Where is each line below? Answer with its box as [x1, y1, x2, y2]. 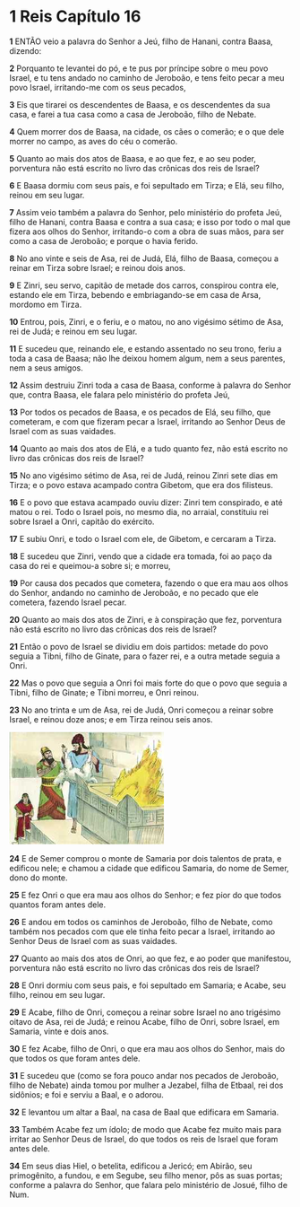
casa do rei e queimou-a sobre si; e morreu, [9, 560, 171, 571]
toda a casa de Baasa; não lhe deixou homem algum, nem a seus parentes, [9, 353, 286, 363]
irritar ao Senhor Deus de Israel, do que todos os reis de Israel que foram [9, 1133, 279, 1144]
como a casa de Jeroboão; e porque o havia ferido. [9, 235, 199, 246]
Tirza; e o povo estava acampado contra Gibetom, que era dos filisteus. [9, 479, 274, 490]
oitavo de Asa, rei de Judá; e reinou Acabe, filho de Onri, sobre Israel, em [9, 1016, 280, 1027]
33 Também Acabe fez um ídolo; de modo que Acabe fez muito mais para [9, 1124, 282, 1134]
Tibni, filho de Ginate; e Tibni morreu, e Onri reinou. [9, 687, 200, 697]
